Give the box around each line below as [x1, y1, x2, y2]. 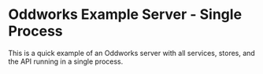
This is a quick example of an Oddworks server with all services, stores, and [8, 48, 256, 57]
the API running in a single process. [8, 57, 124, 66]
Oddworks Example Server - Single [8, 6, 243, 24]
